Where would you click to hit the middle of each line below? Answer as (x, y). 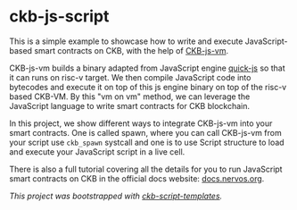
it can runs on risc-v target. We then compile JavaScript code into (130, 77)
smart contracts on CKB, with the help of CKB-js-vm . (132, 50)
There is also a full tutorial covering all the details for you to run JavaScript (146, 169)
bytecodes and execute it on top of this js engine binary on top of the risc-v (148, 87)
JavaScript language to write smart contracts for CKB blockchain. (130, 105)
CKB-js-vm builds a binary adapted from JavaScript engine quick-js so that (147, 68)
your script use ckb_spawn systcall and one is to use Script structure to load (147, 142)
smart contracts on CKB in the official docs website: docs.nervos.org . (137, 178)
